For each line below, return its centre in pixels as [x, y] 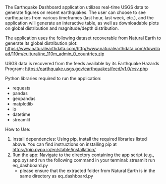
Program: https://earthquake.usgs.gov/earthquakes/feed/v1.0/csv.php [77, 69]
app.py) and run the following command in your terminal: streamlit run [83, 160]
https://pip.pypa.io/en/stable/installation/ [54, 149]
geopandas [24, 98]
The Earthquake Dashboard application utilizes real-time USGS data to [77, 7]
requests [21, 88]
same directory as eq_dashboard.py [56, 176]
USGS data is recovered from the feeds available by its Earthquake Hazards [82, 63]
